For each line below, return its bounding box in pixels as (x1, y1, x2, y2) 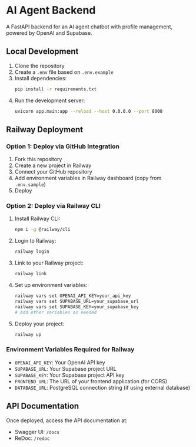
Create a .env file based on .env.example (14, 68, 114, 76)
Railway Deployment (6, 125, 84, 135)
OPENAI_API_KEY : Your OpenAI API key (14, 358, 105, 366)
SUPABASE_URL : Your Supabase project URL (14, 365, 117, 372)
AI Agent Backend (6, 4, 96, 17)
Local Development (6, 47, 79, 57)
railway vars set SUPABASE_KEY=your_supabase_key (14, 304, 139, 310)
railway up (14, 331, 42, 337)
